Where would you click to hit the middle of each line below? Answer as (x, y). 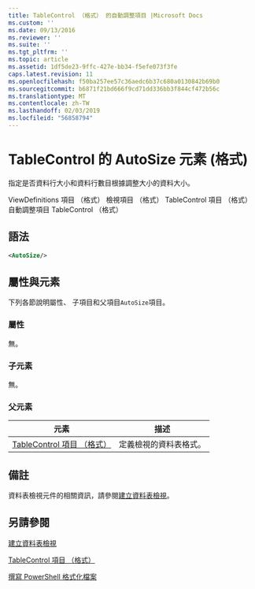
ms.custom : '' (31, 23)
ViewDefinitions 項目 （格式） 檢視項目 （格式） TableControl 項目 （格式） (130, 199)
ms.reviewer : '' (35, 37)
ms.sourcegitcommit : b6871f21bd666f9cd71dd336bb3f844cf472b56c (114, 89)
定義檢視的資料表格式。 (162, 445)
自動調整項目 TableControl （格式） (66, 209)
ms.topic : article (38, 60)
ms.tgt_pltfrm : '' (38, 52)
